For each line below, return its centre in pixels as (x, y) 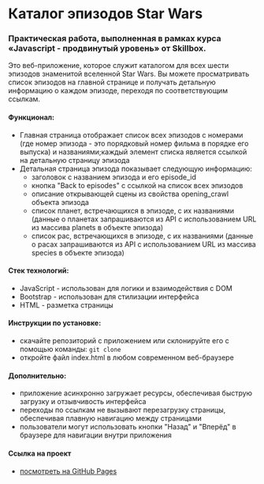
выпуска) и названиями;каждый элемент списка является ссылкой (133, 152)
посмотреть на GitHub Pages (68, 471)
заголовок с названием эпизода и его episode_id (114, 177)
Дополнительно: (37, 376)
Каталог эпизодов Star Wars (106, 14)
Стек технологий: (39, 270)
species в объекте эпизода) (78, 252)
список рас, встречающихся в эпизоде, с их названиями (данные (142, 236)
